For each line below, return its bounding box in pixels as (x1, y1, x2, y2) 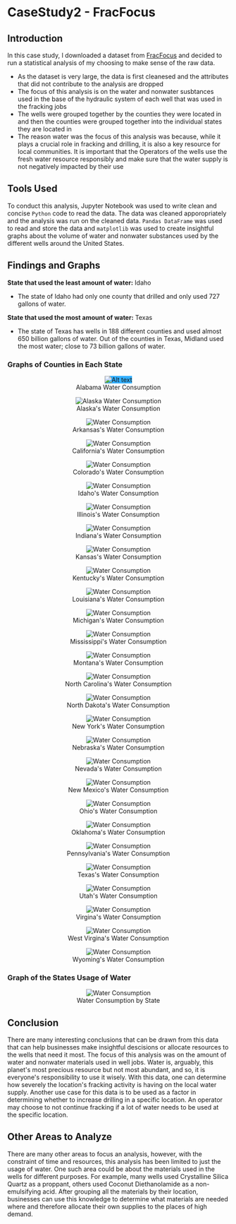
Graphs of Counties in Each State (7, 360, 123, 369)
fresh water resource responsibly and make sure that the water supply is (17, 155, 228, 163)
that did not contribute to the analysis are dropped (17, 80, 164, 88)
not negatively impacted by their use (17, 162, 124, 170)
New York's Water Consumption (71, 722, 166, 730)
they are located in (17, 125, 72, 133)
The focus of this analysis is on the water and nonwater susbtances (17, 88, 214, 95)
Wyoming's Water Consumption (72, 955, 165, 963)
